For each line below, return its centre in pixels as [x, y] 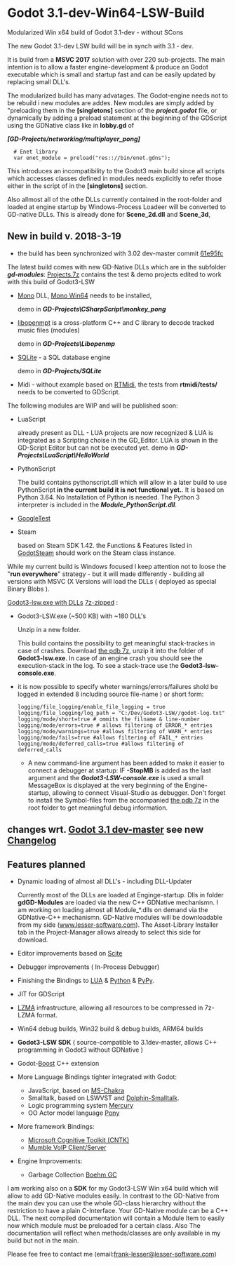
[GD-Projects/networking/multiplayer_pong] [74, 139]
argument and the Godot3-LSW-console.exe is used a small [115, 777]
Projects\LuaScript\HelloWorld [63, 455]
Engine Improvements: [50, 1161]
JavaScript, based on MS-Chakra [76, 1090]
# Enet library [36, 152]
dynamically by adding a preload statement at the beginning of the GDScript [117, 118]
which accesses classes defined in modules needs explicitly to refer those [115, 178]
